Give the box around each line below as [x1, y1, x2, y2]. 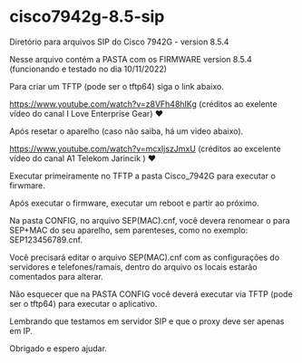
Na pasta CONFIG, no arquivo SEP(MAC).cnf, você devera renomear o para [9, 215, 290, 225]
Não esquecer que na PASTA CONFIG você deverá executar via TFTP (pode [9, 288, 293, 300]
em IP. [9, 325, 34, 336]
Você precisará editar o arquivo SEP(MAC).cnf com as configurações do [9, 252, 280, 263]
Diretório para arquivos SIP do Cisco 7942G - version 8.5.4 [9, 36, 229, 47]
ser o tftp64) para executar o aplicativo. [9, 298, 158, 309]
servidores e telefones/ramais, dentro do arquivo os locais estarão [9, 261, 258, 272]
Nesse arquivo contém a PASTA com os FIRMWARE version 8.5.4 [9, 53, 252, 64]
